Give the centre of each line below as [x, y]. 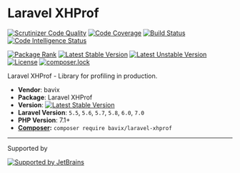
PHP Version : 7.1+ [44, 120]
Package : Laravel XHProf [55, 97]
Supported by [27, 148]
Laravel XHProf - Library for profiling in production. [82, 76]
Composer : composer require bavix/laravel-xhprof [95, 127]
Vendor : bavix [39, 89]
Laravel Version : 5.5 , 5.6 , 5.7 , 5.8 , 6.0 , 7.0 [81, 112]
